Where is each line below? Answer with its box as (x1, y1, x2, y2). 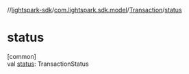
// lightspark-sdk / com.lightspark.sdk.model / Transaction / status (7, 6, 183, 14)
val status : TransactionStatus (7, 60, 89, 68)
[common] (7, 52, 36, 60)
